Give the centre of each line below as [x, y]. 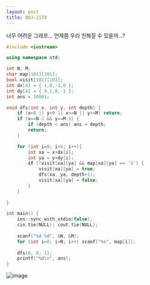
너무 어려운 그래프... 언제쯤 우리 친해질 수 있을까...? [66, 35]
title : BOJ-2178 [27, 18]
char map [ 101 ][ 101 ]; [32, 74]
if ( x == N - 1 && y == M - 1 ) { [48, 119]
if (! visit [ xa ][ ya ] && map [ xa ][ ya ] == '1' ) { [86, 164]
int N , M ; [19, 69]
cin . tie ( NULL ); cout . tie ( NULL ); [58, 225]
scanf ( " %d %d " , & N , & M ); [48, 236]
